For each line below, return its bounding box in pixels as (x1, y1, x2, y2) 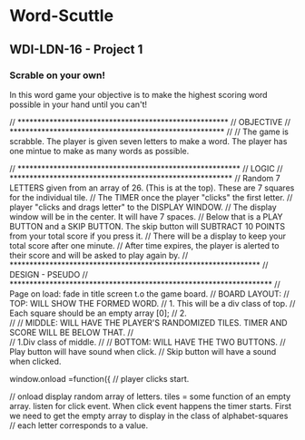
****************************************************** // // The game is (9, 126, 289, 137)
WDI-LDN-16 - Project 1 (9, 42, 143, 57)
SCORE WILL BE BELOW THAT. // (9, 327, 134, 337)
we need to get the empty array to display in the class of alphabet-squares (9, 410, 289, 421)
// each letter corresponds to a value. (9, 419, 149, 431)
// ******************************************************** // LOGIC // (9, 162, 283, 173)
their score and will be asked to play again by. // (9, 249, 189, 260)
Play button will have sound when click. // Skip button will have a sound (9, 346, 277, 357)
